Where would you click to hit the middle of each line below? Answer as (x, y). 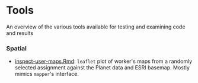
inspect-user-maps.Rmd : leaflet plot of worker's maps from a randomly (103, 61)
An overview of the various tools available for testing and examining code (96, 27)
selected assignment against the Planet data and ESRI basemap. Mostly (102, 68)
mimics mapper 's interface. (47, 74)
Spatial (17, 48)
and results (20, 33)
